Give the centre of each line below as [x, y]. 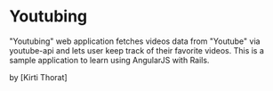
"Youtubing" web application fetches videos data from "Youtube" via [135, 41]
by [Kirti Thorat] [39, 77]
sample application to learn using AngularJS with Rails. [109, 60]
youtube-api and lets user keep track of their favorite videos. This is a [137, 50]
